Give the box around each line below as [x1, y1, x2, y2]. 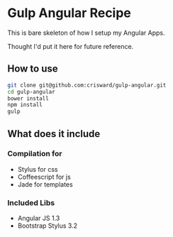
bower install [7, 94, 50, 102]
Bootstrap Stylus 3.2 [17, 221, 78, 230]
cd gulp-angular [7, 88, 55, 95]
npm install [7, 101, 43, 109]
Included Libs [7, 197, 55, 207]
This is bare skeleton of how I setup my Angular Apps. [7, 28, 165, 37]
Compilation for [7, 149, 62, 159]
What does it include [7, 128, 101, 140]
